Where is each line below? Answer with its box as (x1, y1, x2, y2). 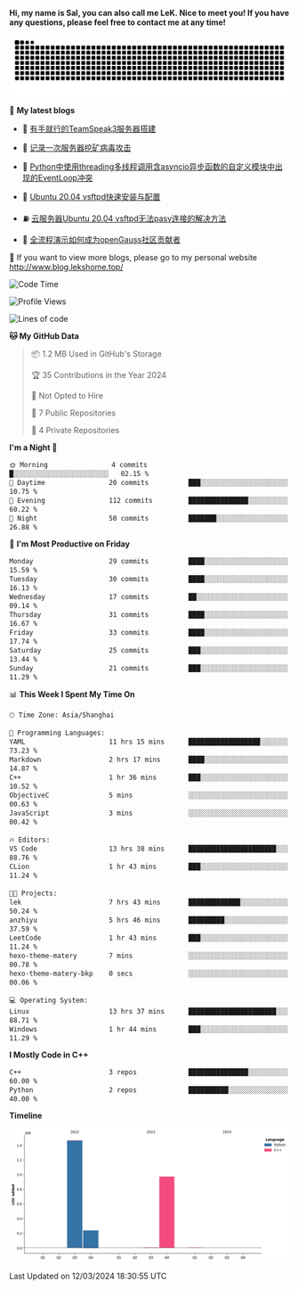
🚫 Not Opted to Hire (30, 390, 104, 400)
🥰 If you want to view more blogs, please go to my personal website (9, 251, 258, 262)
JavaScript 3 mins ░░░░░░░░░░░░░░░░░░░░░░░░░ (9, 809, 289, 818)
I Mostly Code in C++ (9, 1049, 89, 1060)
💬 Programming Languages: (9, 728, 105, 737)
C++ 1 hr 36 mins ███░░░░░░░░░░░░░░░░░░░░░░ (9, 773, 289, 782)
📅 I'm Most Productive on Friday (9, 538, 131, 549)
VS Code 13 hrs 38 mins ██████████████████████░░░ (9, 844, 289, 853)
